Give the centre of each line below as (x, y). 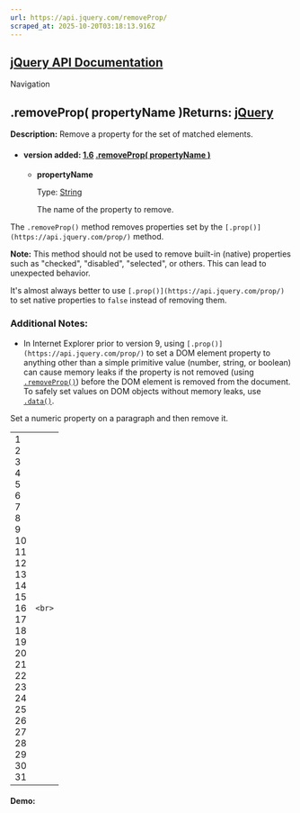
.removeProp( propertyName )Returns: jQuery (142, 112)
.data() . (39, 401)
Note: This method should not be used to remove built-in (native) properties (150, 254)
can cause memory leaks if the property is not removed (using (138, 372)
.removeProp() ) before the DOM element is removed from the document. (157, 381)
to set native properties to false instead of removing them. (119, 300)
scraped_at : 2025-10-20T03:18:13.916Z (83, 26)
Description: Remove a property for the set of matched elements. (132, 134)
